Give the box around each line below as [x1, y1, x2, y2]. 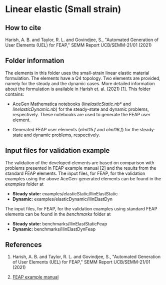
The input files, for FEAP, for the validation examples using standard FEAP [5, 205, 157, 211]
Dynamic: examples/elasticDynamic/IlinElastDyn [12, 196, 113, 202]
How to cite [5, 24, 41, 32]
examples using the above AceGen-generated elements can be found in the [5, 175, 161, 181]
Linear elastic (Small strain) [5, 4, 121, 15]
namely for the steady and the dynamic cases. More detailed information [5, 80, 155, 86]
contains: [5, 91, 24, 97]
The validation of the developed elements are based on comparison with [5, 159, 154, 166]
